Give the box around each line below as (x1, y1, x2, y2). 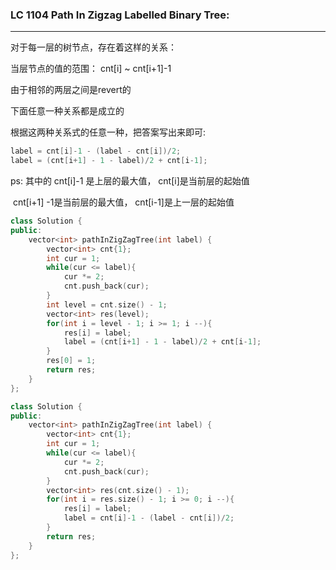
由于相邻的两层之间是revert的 (10, 84, 132, 96)
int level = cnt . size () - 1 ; (46, 299, 168, 310)
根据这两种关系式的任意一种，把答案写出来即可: (10, 126, 207, 138)
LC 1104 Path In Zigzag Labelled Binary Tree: (10, 8, 230, 22)
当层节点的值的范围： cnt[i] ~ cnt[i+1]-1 (10, 63, 172, 75)
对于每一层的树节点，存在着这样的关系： (10, 41, 177, 53)
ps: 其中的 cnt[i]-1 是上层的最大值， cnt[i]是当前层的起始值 (10, 175, 250, 187)
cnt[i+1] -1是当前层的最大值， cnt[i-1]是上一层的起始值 (12, 196, 235, 208)
